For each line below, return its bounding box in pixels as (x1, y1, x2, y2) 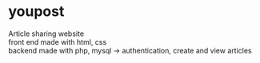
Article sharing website (8, 29, 85, 38)
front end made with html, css (8, 37, 107, 46)
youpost (8, 2, 65, 21)
